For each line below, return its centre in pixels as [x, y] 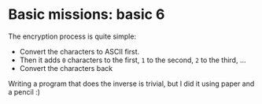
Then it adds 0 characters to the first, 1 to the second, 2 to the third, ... [133, 60]
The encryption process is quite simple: [72, 36]
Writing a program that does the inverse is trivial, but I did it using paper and [131, 84]
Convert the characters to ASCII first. [79, 51]
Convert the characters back [66, 68]
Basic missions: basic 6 [87, 15]
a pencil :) [24, 91]
